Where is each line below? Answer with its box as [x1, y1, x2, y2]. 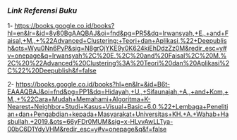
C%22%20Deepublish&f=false [7, 66, 97, 75]
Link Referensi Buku [7, 6, 78, 15]
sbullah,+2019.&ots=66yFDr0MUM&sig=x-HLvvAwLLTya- [7, 117, 174, 126]
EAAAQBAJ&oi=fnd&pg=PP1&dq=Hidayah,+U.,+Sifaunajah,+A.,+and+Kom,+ [7, 87, 229, 96]
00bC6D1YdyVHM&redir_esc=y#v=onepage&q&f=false [7, 125, 167, 134]
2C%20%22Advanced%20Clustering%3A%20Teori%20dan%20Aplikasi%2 [7, 59, 230, 68]
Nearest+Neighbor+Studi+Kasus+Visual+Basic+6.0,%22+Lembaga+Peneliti [7, 103, 229, 111]
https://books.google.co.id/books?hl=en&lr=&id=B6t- [15, 80, 171, 89]
